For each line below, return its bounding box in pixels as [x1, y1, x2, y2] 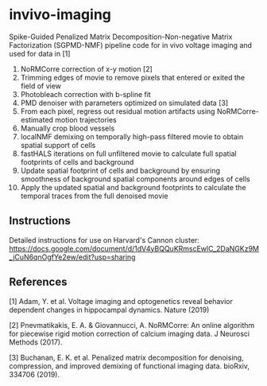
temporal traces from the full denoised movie [20, 191, 168, 201]
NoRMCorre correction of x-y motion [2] [20, 64, 153, 73]
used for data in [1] [9, 49, 71, 58]
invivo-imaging [9, 6, 112, 24]
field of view [20, 81, 62, 91]
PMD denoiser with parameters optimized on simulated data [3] [20, 98, 229, 107]
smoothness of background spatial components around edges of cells [20, 174, 251, 184]
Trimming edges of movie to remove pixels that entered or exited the [20, 72, 246, 82]
